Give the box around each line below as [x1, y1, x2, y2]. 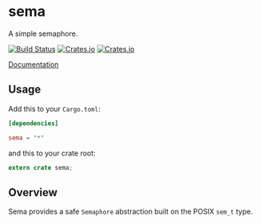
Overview [8, 186, 58, 199]
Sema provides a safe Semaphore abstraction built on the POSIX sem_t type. [8, 206, 253, 217]
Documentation [8, 59, 59, 69]
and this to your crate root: [8, 148, 96, 158]
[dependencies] [8, 119, 59, 128]
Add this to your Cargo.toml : [8, 104, 101, 113]
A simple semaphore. [8, 29, 78, 38]
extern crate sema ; [8, 163, 73, 171]
